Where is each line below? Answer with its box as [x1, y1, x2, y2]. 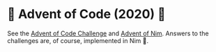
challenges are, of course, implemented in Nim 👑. [7, 36, 148, 44]
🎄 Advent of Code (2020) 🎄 [7, 6, 166, 22]
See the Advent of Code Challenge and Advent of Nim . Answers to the [7, 29, 209, 37]
